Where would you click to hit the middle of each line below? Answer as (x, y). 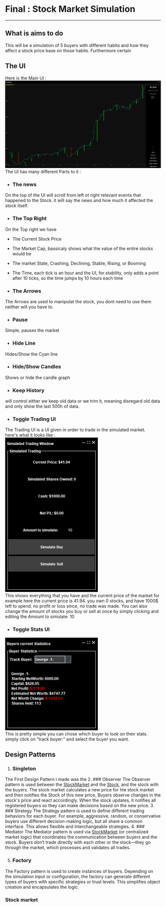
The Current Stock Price (37, 239)
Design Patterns (30, 755)
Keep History (28, 390)
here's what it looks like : (30, 435)
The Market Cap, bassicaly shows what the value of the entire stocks (83, 248)
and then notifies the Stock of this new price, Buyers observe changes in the (83, 795)
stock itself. (17, 206)
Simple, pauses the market (32, 330)
